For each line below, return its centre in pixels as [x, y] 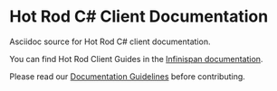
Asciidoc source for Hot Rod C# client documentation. [110, 41]
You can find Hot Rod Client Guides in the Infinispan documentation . [136, 59]
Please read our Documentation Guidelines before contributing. [128, 76]
